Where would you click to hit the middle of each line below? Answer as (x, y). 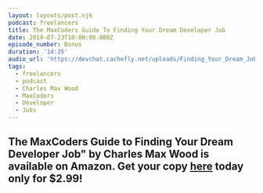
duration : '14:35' (38, 52)
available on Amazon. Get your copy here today (126, 167)
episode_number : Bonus (45, 45)
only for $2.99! (45, 178)
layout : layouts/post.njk (50, 15)
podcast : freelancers (43, 23)
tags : (17, 67)
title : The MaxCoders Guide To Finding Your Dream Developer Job (117, 30)
